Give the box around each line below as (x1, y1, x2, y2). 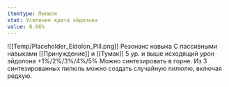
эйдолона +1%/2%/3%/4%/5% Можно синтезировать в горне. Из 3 (7, 57, 207, 65)
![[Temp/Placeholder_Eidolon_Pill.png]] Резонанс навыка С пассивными (7, 42, 218, 51)
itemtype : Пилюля (7, 10, 58, 17)
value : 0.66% (7, 23, 45, 30)
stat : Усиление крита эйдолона (7, 17, 98, 24)
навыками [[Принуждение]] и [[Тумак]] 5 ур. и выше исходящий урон (7, 49, 214, 58)
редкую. (7, 72, 33, 80)
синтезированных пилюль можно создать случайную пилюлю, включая (7, 64, 223, 73)
